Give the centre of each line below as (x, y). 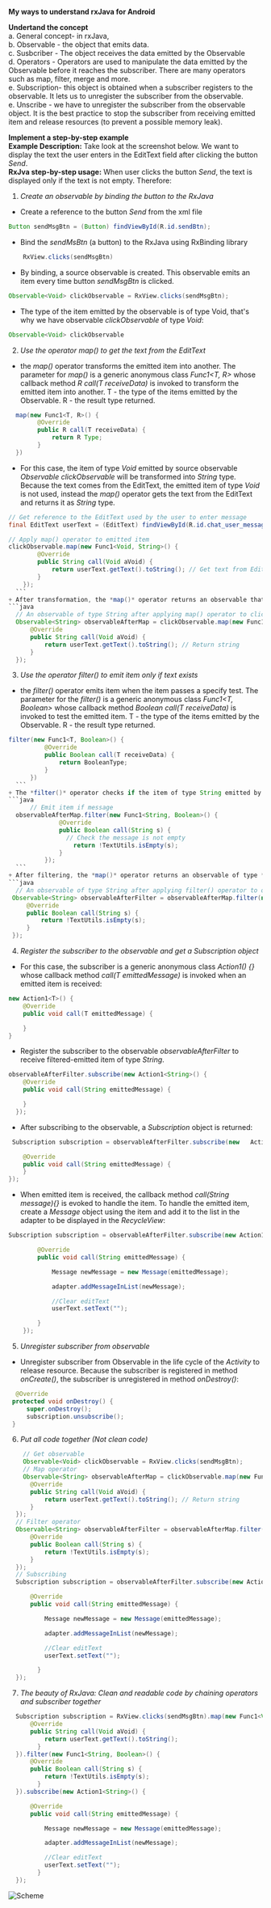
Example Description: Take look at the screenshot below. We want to (124, 146)
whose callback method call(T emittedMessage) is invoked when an (133, 975)
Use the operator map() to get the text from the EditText (113, 350)
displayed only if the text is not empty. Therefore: (90, 180)
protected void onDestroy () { (63, 1401)
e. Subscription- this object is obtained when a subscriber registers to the (131, 87)
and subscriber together (60, 1702)
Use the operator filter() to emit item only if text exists (109, 675)
